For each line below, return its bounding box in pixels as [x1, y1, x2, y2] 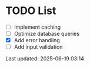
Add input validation [14, 43, 63, 50]
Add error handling [14, 37, 60, 44]
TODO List [5, 4, 56, 18]
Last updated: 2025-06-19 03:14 [5, 55, 85, 62]
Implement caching [14, 23, 61, 30]
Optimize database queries [14, 30, 80, 37]
